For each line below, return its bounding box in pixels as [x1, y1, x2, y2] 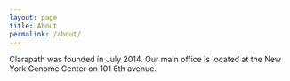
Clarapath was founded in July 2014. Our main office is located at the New [9, 54, 282, 65]
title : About [9, 21, 58, 30]
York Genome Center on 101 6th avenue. [9, 63, 157, 74]
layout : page [9, 12, 58, 22]
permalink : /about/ [9, 29, 82, 38]
